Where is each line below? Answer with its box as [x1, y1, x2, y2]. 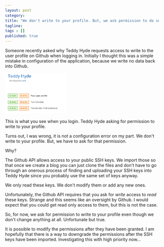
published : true [5, 34, 38, 39]
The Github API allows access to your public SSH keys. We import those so [5, 157, 156, 163]
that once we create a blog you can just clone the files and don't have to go [5, 163, 157, 168]
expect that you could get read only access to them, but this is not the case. [5, 202, 158, 207]
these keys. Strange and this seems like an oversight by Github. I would [5, 197, 148, 203]
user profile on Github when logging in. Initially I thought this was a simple [5, 53, 154, 59]
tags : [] [5, 28, 25, 34]
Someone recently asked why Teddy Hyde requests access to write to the [5, 48, 154, 53]
